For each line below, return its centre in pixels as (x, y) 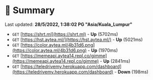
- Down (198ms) (131, 72)
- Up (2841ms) (115, 61)
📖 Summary (30, 10)
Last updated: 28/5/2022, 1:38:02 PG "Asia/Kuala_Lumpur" (69, 24)
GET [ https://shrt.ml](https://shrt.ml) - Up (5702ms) (65, 34)
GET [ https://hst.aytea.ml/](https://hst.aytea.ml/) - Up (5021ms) (77, 39)
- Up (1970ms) (103, 50)
